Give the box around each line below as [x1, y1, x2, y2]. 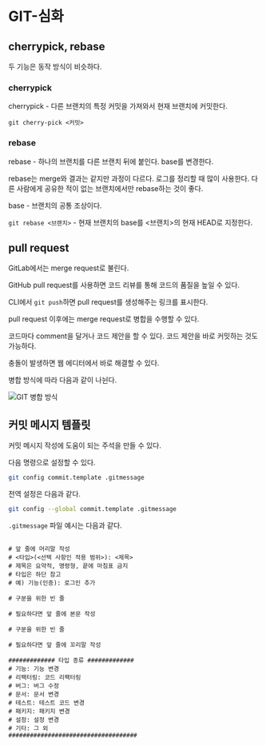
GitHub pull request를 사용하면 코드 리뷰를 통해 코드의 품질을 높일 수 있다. [8, 281, 240, 290]
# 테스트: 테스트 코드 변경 [8, 699, 85, 707]
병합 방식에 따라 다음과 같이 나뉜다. [8, 375, 117, 385]
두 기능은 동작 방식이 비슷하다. [8, 62, 102, 71]
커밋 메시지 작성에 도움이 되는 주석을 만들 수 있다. [8, 441, 162, 450]
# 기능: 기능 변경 [8, 664, 60, 672]
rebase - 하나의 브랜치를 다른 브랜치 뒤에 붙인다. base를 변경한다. [8, 157, 214, 166]
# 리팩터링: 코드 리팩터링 [8, 673, 81, 681]
